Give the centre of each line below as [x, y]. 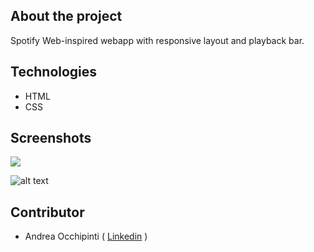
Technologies [54, 72]
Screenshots [51, 138]
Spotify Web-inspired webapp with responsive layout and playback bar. [157, 40]
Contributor [47, 212]
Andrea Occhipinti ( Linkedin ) [86, 236]
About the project [66, 16]
